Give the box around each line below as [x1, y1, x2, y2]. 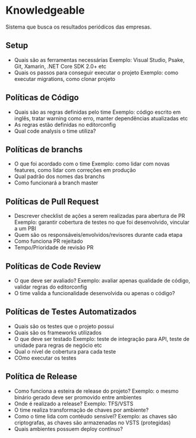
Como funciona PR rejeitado [14, 237, 84, 245]
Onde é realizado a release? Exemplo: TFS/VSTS [14, 400, 134, 407]
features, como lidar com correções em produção [14, 167, 136, 174]
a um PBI [14, 225, 36, 232]
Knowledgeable [5, 4, 85, 17]
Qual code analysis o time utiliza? [14, 127, 96, 134]
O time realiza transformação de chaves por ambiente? [14, 406, 149, 414]
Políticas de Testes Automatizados [5, 307, 137, 317]
